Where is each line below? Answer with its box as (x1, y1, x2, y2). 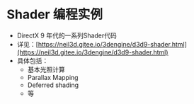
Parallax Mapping (27, 73, 79, 81)
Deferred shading (27, 81, 79, 89)
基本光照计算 (27, 65, 65, 74)
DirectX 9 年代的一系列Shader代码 (16, 31, 118, 40)
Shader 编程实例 (6, 6, 103, 23)
